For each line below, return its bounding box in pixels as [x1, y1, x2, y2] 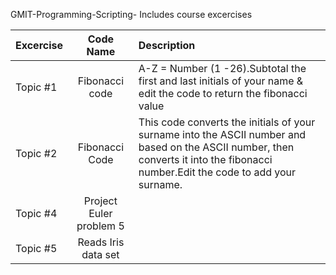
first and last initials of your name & [138, 74, 304, 88]
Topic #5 [15, 242, 58, 255]
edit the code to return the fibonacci [138, 87, 308, 100]
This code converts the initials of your [138, 115, 316, 129]
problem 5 [76, 219, 125, 233]
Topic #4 [15, 207, 58, 220]
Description [138, 39, 196, 52]
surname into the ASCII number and [138, 128, 307, 141]
